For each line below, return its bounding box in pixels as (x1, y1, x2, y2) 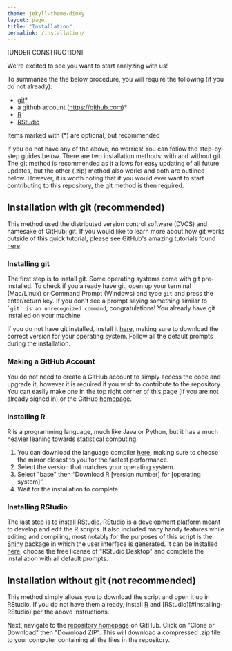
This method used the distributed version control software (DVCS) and (7, 220, 208, 228)
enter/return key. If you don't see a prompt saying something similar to (7, 296, 208, 305)
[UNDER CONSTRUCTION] (7, 48, 84, 57)
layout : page (7, 17, 45, 23)
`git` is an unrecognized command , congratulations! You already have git (7, 304, 215, 312)
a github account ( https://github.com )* (17, 103, 128, 111)
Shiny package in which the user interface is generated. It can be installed (7, 540, 218, 548)
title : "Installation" (7, 23, 72, 30)
